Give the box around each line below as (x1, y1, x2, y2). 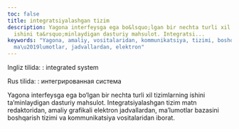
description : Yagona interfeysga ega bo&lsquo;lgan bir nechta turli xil (7, 24, 231, 31)
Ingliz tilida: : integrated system (7, 63, 99, 71)
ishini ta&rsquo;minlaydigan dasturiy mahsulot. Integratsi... (14, 30, 205, 38)
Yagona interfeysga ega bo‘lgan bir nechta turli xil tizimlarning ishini (7, 91, 206, 99)
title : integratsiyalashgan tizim (7, 17, 110, 24)
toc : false (7, 10, 40, 18)
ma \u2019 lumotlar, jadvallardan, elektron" (14, 43, 144, 51)
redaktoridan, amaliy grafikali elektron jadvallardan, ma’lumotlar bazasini (7, 106, 219, 114)
